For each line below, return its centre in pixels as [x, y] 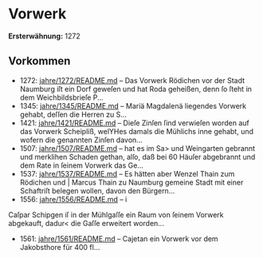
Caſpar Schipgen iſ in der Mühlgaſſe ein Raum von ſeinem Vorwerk [116, 214]
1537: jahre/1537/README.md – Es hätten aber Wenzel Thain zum [127, 173]
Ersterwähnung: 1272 [45, 36]
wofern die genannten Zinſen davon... [81, 140]
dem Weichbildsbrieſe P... [61, 97]
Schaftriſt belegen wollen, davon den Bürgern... [97, 191]
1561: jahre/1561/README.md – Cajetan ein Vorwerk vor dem [119, 238]
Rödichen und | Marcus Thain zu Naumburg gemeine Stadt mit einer [131, 182]
